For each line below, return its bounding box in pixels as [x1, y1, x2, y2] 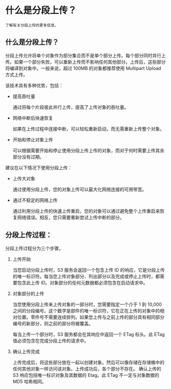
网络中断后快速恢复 [12, 115, 53, 121]
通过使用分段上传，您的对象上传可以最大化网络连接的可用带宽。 [12, 186, 147, 192]
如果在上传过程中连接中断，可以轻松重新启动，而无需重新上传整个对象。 [12, 125, 164, 132]
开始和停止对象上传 [12, 136, 53, 143]
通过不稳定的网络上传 [12, 197, 58, 203]
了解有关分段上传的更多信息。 [5, 22, 59, 28]
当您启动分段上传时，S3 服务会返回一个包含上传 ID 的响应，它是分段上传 [12, 267, 165, 273]
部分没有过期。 [12, 153, 44, 160]
